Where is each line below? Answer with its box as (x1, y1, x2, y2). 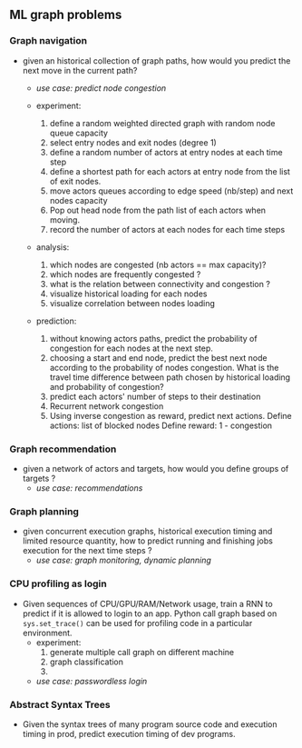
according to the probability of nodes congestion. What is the (49, 362, 279, 373)
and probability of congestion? (49, 381, 165, 392)
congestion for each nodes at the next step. (49, 343, 213, 354)
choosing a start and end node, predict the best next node (49, 352, 268, 363)
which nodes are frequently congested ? (49, 268, 201, 280)
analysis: (35, 241, 70, 253)
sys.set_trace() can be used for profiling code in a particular (22, 617, 253, 628)
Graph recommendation (9, 443, 117, 455)
